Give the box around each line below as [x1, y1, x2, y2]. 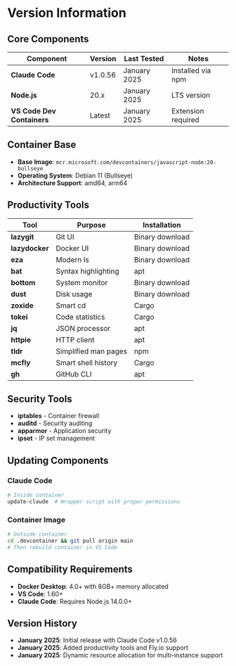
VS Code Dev [11, 106, 56, 115]
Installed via [171, 65, 211, 75]
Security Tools [7, 393, 72, 406]
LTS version [171, 90, 211, 100]
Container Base [7, 139, 77, 151]
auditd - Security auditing [17, 419, 93, 427]
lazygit [11, 232, 34, 241]
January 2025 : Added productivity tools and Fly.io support [17, 643, 188, 652]
